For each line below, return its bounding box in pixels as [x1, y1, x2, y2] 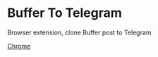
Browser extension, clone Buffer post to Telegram [7, 28, 152, 37]
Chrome [7, 42, 31, 50]
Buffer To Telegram [7, 5, 122, 21]
